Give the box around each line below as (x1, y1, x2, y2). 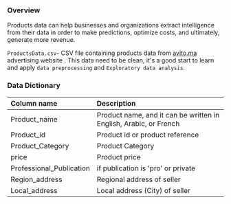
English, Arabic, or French (96, 119, 180, 128)
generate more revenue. (7, 36, 76, 44)
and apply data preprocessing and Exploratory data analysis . (7, 64, 186, 72)
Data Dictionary (7, 81, 60, 91)
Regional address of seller (96, 174, 181, 184)
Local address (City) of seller (96, 185, 191, 195)
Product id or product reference (96, 130, 199, 139)
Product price (96, 152, 141, 161)
